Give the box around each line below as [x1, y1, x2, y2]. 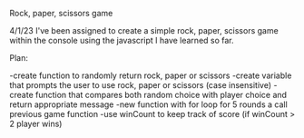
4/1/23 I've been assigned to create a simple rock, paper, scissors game [9, 25, 279, 35]
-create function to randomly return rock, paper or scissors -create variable [9, 70, 292, 81]
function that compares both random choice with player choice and [34, 90, 288, 100]
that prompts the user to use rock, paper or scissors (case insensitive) [9, 80, 272, 90]
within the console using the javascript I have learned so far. [9, 35, 234, 45]
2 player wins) [9, 118, 63, 129]
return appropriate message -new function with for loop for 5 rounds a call [9, 99, 288, 110]
